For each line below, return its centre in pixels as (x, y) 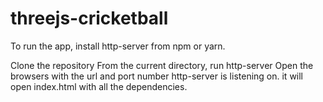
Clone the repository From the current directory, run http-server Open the (162, 65)
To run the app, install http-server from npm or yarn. (118, 46)
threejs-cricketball (89, 18)
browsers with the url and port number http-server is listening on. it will (157, 76)
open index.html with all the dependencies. (99, 86)
